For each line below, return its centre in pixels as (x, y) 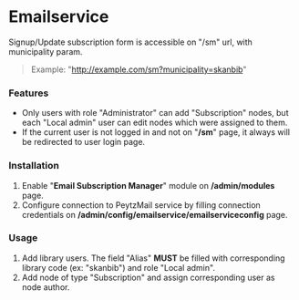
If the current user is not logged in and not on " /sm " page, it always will (156, 132)
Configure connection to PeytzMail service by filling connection (141, 205)
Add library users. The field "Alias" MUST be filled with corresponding (153, 258)
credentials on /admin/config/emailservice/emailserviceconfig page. (155, 214)
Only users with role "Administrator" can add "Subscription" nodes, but (155, 113)
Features (29, 93)
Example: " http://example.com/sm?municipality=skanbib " (139, 69)
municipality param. (46, 51)
